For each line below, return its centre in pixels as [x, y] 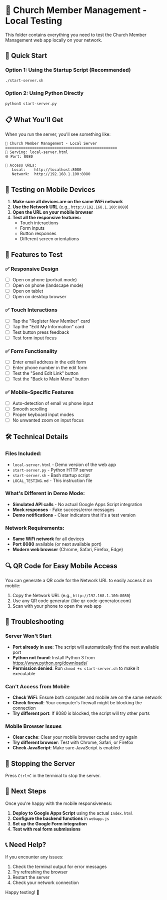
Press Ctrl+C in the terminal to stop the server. [53, 776]
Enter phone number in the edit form [50, 368]
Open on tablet [28, 291]
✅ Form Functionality [31, 351]
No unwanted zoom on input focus [48, 420]
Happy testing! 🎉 [22, 892]
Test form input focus [34, 338]
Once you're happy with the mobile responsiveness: [59, 803]
